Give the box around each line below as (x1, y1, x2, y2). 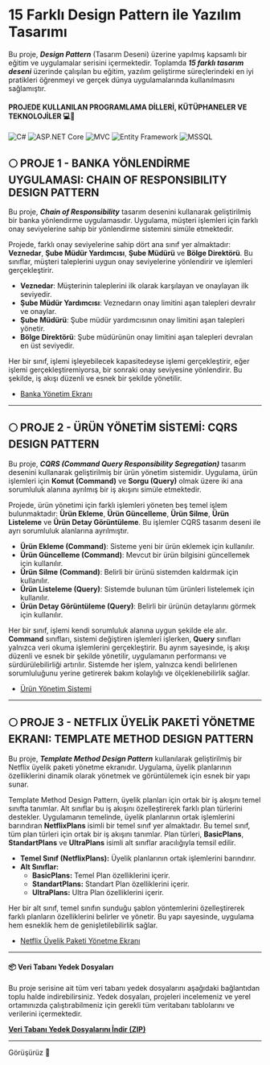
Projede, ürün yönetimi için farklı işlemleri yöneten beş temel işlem (8, 500, 227, 510)
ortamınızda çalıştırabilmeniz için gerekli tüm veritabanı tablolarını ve (8, 1000, 235, 1009)
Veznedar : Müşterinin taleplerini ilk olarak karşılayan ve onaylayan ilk (19, 280, 249, 291)
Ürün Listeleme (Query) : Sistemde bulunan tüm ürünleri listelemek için (19, 584, 255, 593)
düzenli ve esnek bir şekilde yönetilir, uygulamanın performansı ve (8, 650, 227, 661)
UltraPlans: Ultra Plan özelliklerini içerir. (31, 887, 165, 897)
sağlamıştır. (8, 83, 47, 93)
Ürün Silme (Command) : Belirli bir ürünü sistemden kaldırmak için (19, 567, 239, 576)
